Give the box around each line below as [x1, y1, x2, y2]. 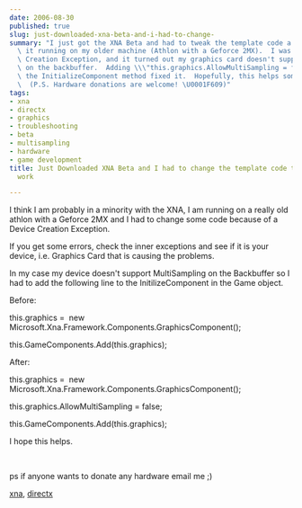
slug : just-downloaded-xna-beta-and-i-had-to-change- [9, 30, 216, 39]
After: [9, 357, 31, 368]
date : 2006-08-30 [9, 13, 75, 22]
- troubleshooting [9, 122, 78, 131]
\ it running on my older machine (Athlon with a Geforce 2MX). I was [17, 47, 292, 56]
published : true [9, 22, 70, 31]
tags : [9, 88, 30, 97]
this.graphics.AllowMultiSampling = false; [9, 401, 164, 412]
